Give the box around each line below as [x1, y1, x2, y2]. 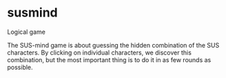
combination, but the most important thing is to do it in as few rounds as [7, 55, 212, 64]
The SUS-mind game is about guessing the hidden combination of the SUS [7, 41, 220, 49]
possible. [7, 63, 33, 71]
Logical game [7, 28, 46, 36]
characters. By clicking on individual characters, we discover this [7, 48, 192, 57]
